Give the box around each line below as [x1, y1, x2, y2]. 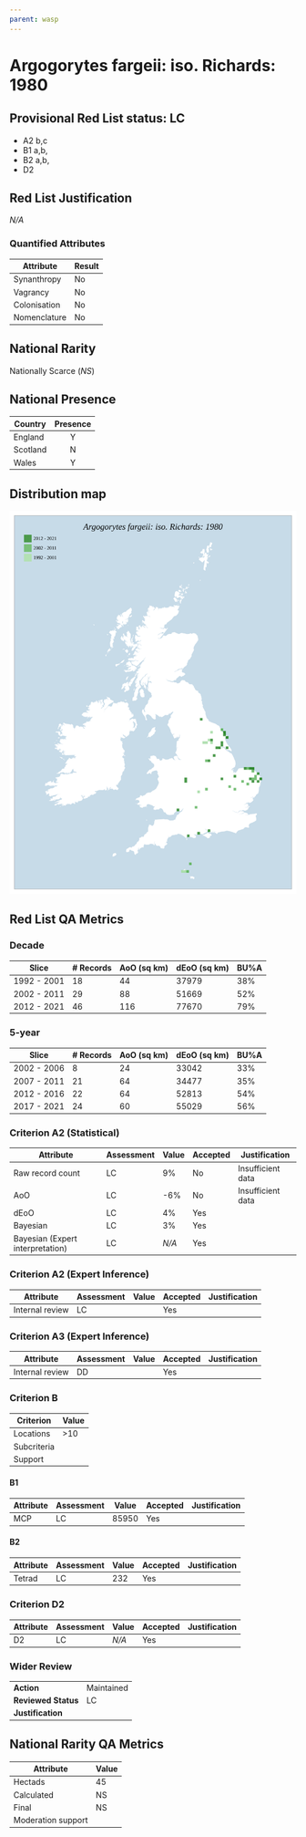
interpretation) [13, 1242, 68, 1253]
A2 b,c [22, 135, 48, 146]
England [13, 431, 45, 442]
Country [14, 418, 46, 429]
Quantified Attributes [9, 237, 106, 250]
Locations [13, 1428, 51, 1439]
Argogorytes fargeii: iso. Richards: [9, 55, 276, 76]
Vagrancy [13, 286, 50, 297]
